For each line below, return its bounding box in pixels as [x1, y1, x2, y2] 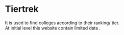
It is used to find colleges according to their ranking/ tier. [5, 20, 120, 26]
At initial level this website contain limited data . [5, 25, 100, 31]
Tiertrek [5, 3, 39, 15]
